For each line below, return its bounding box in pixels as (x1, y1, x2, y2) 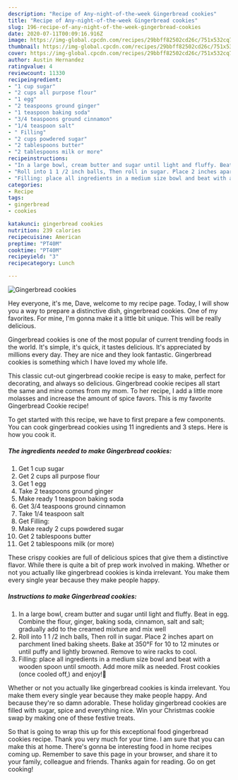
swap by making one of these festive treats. (8, 714, 136, 722)
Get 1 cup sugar (18, 464, 64, 472)
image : (8, 37, 28, 44)
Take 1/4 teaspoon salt (18, 509, 84, 518)
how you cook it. (8, 431, 56, 438)
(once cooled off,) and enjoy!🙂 (18, 670, 107, 678)
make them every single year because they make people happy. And (8, 691, 208, 699)
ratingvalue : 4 (8, 63, 53, 70)
